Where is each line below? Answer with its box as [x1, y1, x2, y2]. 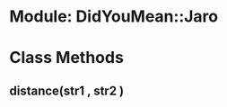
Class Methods [9, 48, 124, 68]
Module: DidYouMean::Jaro [9, 6, 218, 27]
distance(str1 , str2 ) [9, 83, 125, 98]
